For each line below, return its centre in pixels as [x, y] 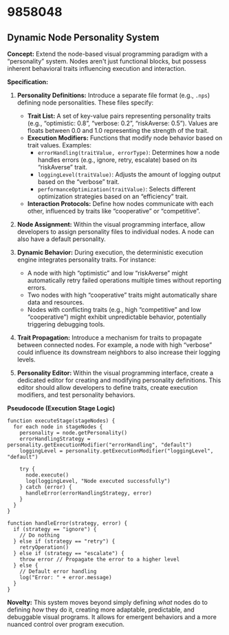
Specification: [28, 82]
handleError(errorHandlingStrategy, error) [89, 493]
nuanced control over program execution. [66, 624]
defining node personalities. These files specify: [85, 103]
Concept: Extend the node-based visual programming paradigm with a [108, 54]
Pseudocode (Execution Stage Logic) [61, 408]
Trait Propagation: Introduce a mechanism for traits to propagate [109, 337]
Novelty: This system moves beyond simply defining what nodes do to [108, 602]
